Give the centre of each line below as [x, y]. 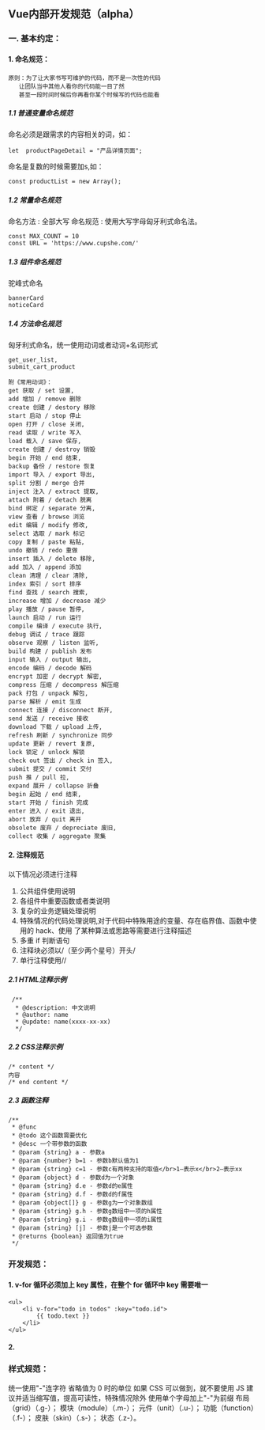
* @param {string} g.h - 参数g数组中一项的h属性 [87, 1211]
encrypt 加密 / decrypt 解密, [55, 677]
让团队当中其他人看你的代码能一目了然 [71, 86]
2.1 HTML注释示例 [37, 980]
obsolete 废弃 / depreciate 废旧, [62, 828]
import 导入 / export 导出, [52, 475]
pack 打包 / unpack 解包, [49, 694]
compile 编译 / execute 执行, [55, 626]
